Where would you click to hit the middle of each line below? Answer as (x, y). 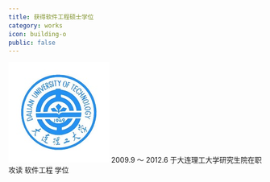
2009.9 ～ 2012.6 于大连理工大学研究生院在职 (186, 160)
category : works (35, 25)
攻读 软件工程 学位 (39, 170)
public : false (32, 43)
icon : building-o (37, 34)
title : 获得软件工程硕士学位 (51, 17)
